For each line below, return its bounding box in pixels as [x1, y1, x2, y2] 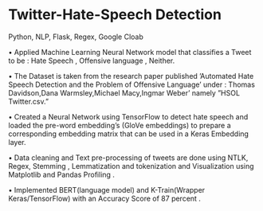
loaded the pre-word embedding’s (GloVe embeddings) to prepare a [8, 120, 231, 130]
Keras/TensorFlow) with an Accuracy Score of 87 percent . [8, 193, 202, 203]
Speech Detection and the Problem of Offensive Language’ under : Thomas [8, 80, 255, 89]
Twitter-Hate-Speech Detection [8, 6, 222, 24]
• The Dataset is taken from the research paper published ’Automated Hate [8, 71, 254, 80]
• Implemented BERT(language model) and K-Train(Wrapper [8, 185, 206, 194]
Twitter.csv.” [8, 96, 49, 106]
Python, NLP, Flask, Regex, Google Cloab [8, 32, 143, 41]
